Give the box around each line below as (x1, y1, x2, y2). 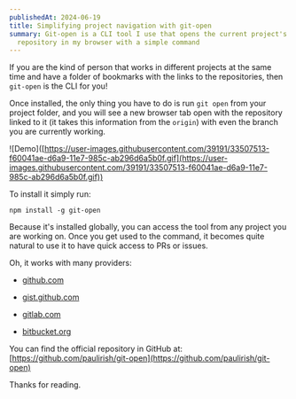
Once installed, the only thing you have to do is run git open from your (9, 98, 267, 109)
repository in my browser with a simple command (17, 37, 200, 47)
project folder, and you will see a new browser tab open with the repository (9, 107, 284, 118)
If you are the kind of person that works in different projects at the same (9, 62, 272, 73)
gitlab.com (21, 309, 61, 320)
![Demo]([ (9, 144, 45, 154)
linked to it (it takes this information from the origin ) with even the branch (9, 117, 279, 128)
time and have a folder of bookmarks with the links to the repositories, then (9, 72, 284, 82)
